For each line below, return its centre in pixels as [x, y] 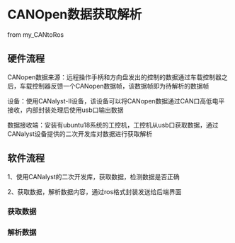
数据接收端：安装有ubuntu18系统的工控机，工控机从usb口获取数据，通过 [113, 125]
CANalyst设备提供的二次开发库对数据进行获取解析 [80, 134]
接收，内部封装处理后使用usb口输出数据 [65, 110]
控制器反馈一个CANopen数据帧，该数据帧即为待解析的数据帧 [120, 86]
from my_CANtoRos [36, 34]
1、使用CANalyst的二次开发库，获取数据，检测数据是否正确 [94, 176]
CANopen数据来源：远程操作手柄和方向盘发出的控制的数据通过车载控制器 [114, 77]
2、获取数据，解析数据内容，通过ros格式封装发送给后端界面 [94, 191]
